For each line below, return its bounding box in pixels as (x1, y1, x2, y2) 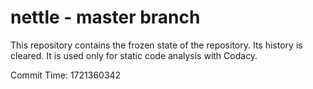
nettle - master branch (10, 6, 201, 29)
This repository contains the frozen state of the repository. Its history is (10, 39, 303, 51)
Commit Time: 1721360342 (10, 69, 122, 81)
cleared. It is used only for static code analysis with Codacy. (10, 49, 258, 61)
